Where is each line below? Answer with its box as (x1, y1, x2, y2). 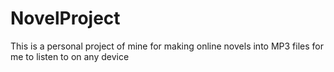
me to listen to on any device (10, 50, 130, 62)
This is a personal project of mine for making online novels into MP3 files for (10, 40, 324, 52)
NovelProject (10, 7, 121, 30)
